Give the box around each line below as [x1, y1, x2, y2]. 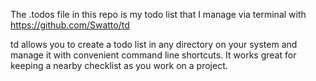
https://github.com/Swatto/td [10, 19, 130, 31]
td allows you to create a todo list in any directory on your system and [10, 39, 298, 50]
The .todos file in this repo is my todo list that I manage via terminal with [10, 9, 307, 20]
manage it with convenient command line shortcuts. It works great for [10, 49, 297, 61]
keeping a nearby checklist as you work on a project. [10, 60, 228, 71]
